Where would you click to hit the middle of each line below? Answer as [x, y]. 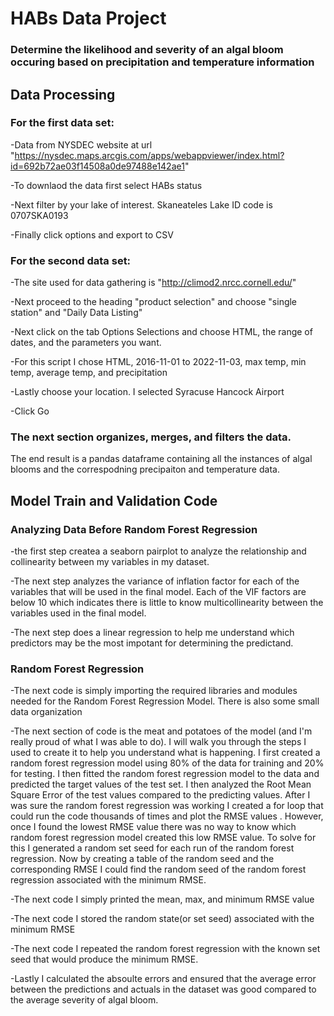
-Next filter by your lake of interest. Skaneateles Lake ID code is [141, 204]
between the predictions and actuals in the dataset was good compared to [163, 989]
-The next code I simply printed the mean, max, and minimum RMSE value [162, 899]
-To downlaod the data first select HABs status [106, 185]
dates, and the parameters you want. [86, 343]
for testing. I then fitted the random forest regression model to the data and [165, 774]
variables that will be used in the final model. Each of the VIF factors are [158, 592]
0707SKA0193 [39, 215]
